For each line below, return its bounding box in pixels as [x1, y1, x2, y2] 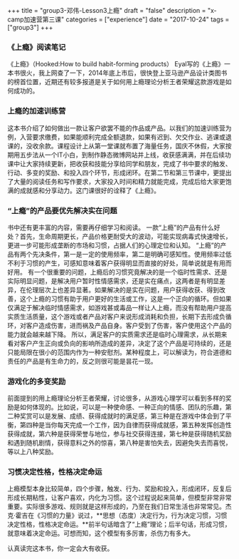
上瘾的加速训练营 [7, 106, 66, 116]
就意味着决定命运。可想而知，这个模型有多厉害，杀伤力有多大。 [7, 529, 194, 538]
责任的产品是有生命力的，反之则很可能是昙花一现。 [7, 357, 157, 365]
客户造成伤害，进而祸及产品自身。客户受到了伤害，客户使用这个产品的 [26, 321, 232, 329]
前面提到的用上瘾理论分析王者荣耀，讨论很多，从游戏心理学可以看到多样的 [7, 394, 225, 403]
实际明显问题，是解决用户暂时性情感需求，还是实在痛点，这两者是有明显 [7, 277, 219, 285]
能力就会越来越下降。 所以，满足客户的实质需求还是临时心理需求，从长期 [7, 330, 221, 339]
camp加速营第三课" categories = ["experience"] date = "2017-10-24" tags [7, 15, 224, 24]
